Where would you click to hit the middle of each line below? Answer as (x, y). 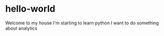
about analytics (21, 28)
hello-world (30, 9)
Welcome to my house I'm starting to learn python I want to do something (82, 23)
